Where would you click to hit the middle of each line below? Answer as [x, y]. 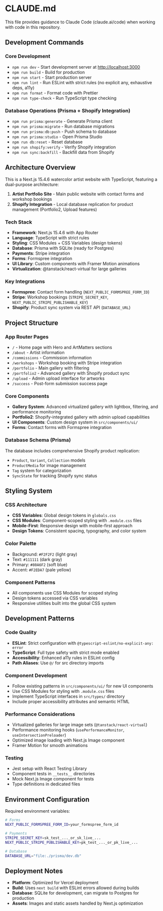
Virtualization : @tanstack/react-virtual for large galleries [69, 269]
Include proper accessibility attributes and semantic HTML [71, 701]
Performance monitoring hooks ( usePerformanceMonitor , [68, 730]
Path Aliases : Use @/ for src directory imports [58, 663]
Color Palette [21, 543]
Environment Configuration [47, 799]
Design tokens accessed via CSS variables [55, 598]
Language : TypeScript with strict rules [51, 238]
